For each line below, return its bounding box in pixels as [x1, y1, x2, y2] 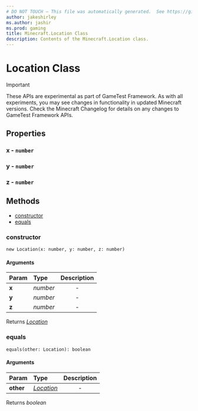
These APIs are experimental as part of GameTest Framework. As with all [6, 92, 183, 99]
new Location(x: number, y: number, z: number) [6, 247, 126, 253]
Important [6, 81, 30, 88]
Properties [6, 128, 46, 139]
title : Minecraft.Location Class [6, 31, 88, 37]
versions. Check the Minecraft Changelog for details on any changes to [6, 105, 179, 112]
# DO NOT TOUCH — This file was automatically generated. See [6, 8, 165, 15]
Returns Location [6, 318, 48, 325]
